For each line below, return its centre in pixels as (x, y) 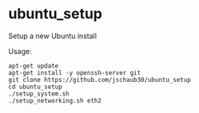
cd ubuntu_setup (35, 87)
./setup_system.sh (39, 94)
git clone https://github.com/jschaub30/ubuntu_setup (100, 80)
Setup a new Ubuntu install (53, 36)
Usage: (20, 51)
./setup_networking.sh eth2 (55, 100)
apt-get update (34, 66)
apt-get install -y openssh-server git (75, 72)
